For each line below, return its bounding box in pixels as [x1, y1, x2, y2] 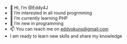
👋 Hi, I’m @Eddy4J [9, 5, 49, 10]
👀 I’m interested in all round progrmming [9, 10, 92, 16]
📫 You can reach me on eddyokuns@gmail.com [9, 26, 109, 32]
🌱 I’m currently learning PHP [9, 15, 68, 21]
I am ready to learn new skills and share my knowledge [9, 33, 123, 39]
